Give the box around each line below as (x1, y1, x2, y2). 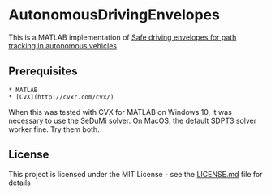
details (8, 178, 31, 188)
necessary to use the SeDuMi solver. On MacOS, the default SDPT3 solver (8, 116, 257, 125)
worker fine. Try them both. (8, 124, 100, 134)
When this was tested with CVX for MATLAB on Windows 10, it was (8, 107, 233, 116)
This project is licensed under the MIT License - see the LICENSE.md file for (8, 169, 263, 179)
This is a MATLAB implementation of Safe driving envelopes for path (8, 32, 237, 42)
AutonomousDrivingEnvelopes (8, 6, 221, 24)
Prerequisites (8, 65, 78, 78)
